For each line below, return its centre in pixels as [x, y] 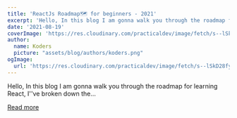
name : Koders [33, 46]
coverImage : [25, 33]
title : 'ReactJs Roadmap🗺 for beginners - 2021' [82, 14]
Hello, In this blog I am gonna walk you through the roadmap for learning [113, 86]
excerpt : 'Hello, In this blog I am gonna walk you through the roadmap [116, 20]
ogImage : [20, 60]
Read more [23, 107]
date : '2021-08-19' [36, 27]
